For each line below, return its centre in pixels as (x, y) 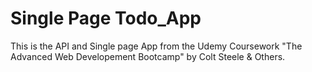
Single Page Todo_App (106, 18)
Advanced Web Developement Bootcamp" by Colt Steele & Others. (148, 56)
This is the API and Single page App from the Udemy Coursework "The (156, 46)
